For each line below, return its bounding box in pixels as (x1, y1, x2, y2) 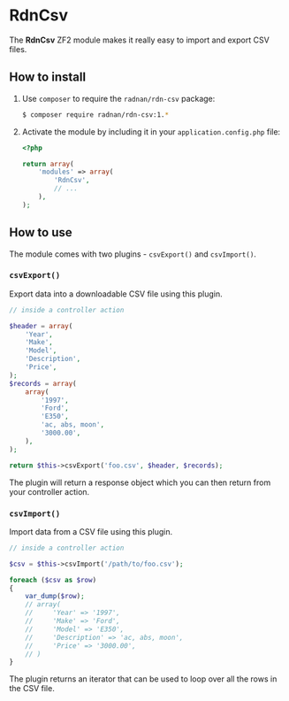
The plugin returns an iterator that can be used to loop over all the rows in (9, 674, 278, 684)
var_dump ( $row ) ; (25, 592, 86, 601)
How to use (9, 225, 72, 240)
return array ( (21, 159, 74, 168)
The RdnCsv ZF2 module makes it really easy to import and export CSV (9, 35, 270, 45)
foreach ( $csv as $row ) (9, 575, 97, 584)
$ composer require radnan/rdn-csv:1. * (21, 110, 170, 119)
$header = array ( (9, 321, 73, 330)
